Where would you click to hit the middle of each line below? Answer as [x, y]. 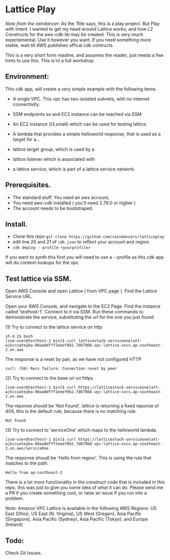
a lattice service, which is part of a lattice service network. [74, 169]
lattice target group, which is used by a [53, 149]
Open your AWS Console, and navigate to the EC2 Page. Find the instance [83, 306]
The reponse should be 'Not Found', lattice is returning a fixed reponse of [82, 406]
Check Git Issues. [24, 553]
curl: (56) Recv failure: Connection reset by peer [61, 369]
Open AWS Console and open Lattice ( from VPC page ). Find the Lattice [81, 291]
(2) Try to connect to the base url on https [49, 378]
